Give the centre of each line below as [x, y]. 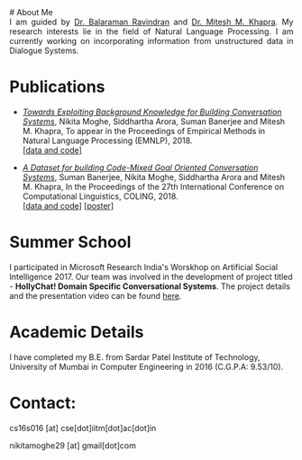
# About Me [32, 12]
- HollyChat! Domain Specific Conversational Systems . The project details [150, 286]
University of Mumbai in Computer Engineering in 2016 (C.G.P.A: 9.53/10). [146, 366]
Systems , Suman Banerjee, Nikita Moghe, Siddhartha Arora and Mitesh [154, 176]
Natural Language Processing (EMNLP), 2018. [107, 140]
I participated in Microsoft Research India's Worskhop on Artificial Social [143, 266]
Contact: [43, 403]
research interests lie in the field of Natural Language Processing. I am [151, 32]
